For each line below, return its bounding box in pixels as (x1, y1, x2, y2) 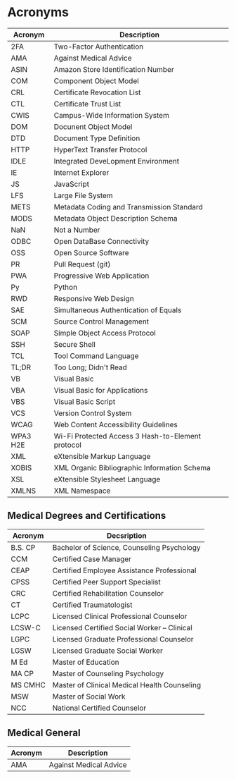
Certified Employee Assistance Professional (52, 565, 197, 575)
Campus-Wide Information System (53, 110, 170, 120)
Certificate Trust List (53, 99, 122, 109)
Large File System (53, 190, 114, 200)
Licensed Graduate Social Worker (52, 646, 163, 656)
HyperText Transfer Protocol (53, 145, 147, 154)
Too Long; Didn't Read (53, 362, 128, 372)
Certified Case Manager (52, 554, 132, 564)
